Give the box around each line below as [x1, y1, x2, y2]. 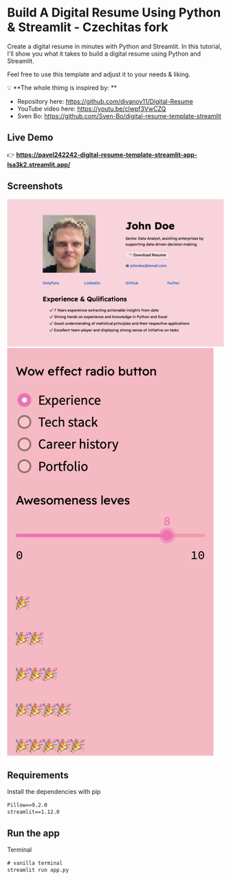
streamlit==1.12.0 [7, 808, 60, 816]
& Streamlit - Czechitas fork [7, 19, 168, 35]
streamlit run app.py [7, 867, 69, 874]
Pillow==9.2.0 [7, 802, 48, 809]
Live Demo [7, 132, 54, 144]
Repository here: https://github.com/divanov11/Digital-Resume [16, 97, 194, 105]
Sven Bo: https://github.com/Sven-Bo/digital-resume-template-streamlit [16, 111, 221, 120]
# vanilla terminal [7, 860, 63, 867]
